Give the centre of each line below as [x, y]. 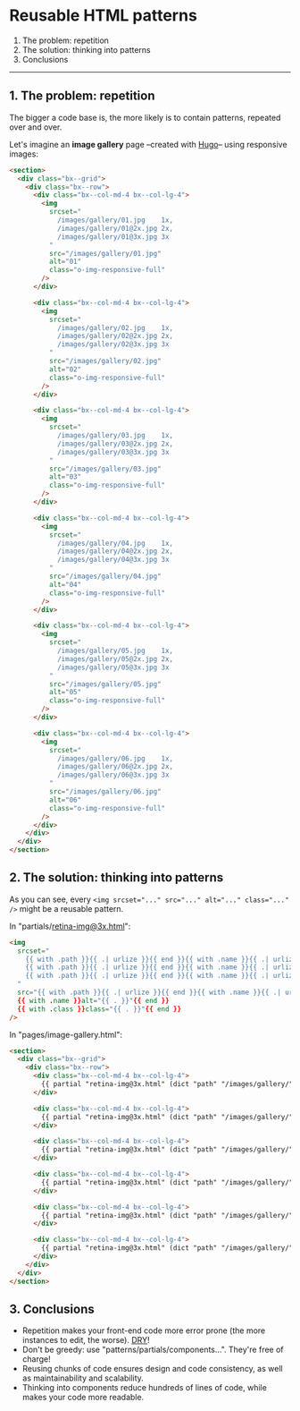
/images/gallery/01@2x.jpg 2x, [115, 228]
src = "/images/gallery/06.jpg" [105, 792]
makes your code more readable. [83, 1398]
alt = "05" [65, 693]
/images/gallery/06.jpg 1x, [115, 758]
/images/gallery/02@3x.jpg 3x [113, 344]
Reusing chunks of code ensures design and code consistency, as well [152, 1369]
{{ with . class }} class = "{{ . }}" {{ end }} [99, 1009]
